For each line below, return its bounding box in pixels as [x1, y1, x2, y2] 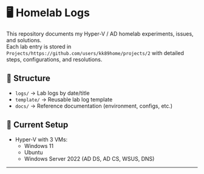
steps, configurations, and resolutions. [6, 56, 103, 63]
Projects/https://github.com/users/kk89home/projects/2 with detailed [6, 49, 184, 56]
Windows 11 [24, 142, 53, 149]
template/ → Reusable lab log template [15, 95, 113, 103]
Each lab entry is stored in [6, 43, 72, 50]
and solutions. [6, 36, 42, 43]
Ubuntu [24, 149, 43, 156]
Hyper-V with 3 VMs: [15, 135, 68, 143]
